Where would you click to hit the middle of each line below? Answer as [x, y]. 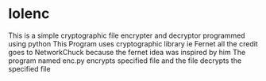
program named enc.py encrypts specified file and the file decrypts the [125, 61]
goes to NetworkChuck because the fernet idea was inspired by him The [127, 52]
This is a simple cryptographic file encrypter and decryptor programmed [127, 35]
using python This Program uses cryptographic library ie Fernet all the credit [133, 43]
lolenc [29, 14]
